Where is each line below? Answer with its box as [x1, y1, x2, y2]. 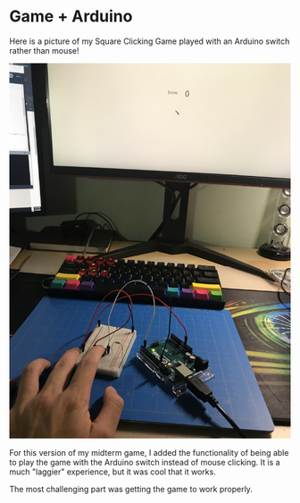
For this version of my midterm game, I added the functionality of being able [9, 447, 289, 457]
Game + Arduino [9, 6, 133, 27]
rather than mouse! [9, 45, 79, 55]
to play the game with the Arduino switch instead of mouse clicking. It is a [9, 457, 280, 467]
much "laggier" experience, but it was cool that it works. [9, 466, 216, 477]
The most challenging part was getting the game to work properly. [9, 483, 253, 494]
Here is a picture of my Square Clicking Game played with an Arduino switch [9, 36, 290, 46]
